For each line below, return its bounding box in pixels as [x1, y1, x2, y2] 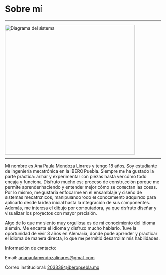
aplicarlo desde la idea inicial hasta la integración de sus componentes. [5, 199, 151, 205]
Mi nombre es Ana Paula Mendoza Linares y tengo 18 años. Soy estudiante [5, 163, 157, 169]
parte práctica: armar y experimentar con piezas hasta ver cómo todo [5, 173, 147, 179]
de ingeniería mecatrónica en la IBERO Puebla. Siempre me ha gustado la [5, 168, 154, 174]
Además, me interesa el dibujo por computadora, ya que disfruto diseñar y [5, 205, 157, 211]
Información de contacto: [5, 245, 57, 251]
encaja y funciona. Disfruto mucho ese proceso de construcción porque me [5, 179, 160, 185]
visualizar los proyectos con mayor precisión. [5, 210, 97, 216]
